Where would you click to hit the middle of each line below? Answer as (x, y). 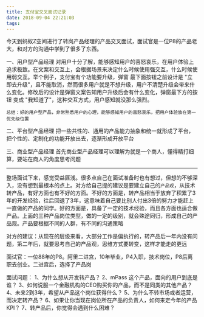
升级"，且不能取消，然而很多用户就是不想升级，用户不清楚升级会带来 (103, 85)
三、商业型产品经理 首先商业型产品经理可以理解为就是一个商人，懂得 (92, 152)
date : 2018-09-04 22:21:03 (40, 18)
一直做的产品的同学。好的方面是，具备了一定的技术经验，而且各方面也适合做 (102, 208)
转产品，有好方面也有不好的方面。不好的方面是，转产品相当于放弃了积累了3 (101, 193)
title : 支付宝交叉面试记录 (36, 12)
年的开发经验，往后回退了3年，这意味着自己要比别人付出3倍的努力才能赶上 (100, 201)
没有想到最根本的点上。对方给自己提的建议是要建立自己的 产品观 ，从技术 (106, 186)
